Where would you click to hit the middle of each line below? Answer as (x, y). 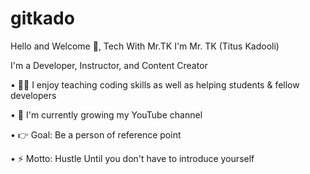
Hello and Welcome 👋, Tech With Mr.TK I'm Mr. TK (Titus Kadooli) (145, 46)
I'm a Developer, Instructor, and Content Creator (109, 65)
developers (33, 95)
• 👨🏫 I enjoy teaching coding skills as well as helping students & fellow (155, 84)
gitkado (42, 18)
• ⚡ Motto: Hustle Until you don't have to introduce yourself (132, 158)
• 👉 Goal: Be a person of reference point (96, 134)
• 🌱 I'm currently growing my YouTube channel (106, 114)
